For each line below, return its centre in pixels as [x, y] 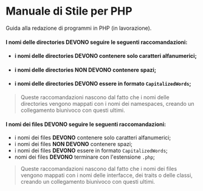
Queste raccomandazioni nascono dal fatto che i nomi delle [95, 97]
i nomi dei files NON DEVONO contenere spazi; [74, 144]
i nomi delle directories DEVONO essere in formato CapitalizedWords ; [103, 84]
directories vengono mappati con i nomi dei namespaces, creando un [108, 103]
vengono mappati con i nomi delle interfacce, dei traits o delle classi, [106, 175]
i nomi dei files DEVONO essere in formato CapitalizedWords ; [91, 151]
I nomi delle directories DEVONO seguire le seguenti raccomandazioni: [97, 42]
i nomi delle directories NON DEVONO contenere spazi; [85, 70]
